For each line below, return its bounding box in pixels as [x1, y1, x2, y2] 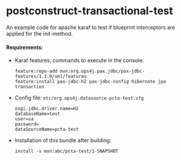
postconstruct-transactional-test [6, 4, 173, 18]
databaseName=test [14, 111, 60, 117]
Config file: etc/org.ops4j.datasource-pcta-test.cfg [14, 94, 144, 101]
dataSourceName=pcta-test [14, 126, 79, 133]
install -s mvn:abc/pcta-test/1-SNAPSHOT [14, 148, 118, 155]
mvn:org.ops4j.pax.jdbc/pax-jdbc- [60, 68, 145, 75]
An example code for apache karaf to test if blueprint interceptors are [6, 24, 176, 31]
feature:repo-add [14, 68, 58, 75]
